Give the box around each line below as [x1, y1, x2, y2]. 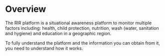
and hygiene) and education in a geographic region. [5, 30, 112, 36]
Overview [5, 3, 46, 15]
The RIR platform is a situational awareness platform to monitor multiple [5, 20, 152, 26]
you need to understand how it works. [5, 45, 83, 51]
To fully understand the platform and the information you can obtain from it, [5, 40, 161, 46]
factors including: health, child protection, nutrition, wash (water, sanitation [5, 25, 159, 31]
